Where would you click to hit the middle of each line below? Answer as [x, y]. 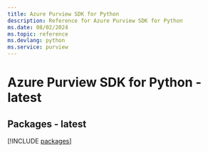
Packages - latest [47, 124]
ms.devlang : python [36, 41]
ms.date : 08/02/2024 [38, 27]
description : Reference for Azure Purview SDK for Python [95, 21]
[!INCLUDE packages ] [40, 141]
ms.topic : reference [38, 34]
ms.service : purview [38, 47]
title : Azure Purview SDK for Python [63, 14]
